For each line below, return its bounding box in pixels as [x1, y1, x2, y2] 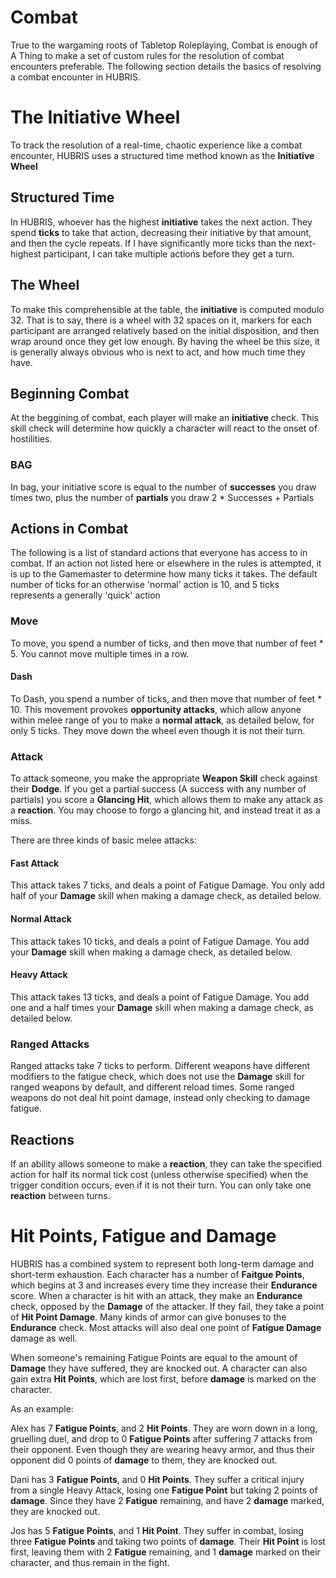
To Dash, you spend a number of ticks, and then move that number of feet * [10, 692, 323, 705]
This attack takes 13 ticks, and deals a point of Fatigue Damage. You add [10, 991, 310, 1003]
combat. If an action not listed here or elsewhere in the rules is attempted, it [10, 557, 322, 570]
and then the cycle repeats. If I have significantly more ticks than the [10, 237, 293, 249]
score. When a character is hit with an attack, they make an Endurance [10, 1289, 303, 1301]
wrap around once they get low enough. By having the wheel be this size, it [10, 335, 320, 347]
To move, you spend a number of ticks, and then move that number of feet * [10, 637, 324, 649]
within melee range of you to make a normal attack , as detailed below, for [10, 714, 315, 726]
